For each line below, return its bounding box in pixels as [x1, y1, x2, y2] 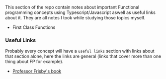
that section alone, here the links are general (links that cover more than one [5, 53, 162, 59]
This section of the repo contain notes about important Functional [5, 4, 140, 10]
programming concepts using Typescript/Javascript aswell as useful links [5, 9, 156, 15]
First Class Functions [12, 24, 56, 30]
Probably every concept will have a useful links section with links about [5, 48, 155, 54]
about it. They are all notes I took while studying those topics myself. [5, 15, 146, 20]
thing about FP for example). [5, 59, 64, 65]
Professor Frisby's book [12, 68, 62, 74]
